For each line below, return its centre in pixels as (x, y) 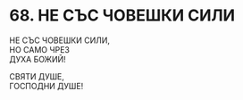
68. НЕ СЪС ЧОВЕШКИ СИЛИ (122, 16)
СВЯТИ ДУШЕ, (37, 76)
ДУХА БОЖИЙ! (38, 59)
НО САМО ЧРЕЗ (39, 49)
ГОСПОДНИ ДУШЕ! (46, 86)
